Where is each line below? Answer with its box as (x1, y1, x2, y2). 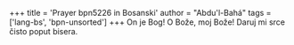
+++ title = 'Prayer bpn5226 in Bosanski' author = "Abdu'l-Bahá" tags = (9, 8, 272, 18)
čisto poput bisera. (9, 26, 78, 36)
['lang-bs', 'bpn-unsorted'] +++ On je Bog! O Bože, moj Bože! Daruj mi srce (9, 17, 286, 27)
